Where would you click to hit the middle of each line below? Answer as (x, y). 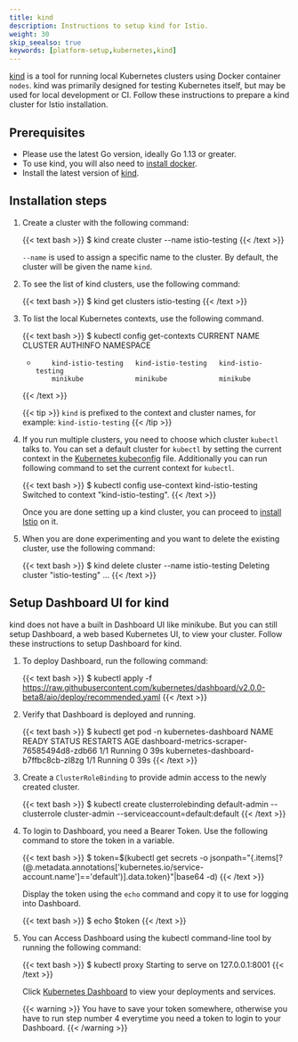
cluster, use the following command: (89, 548)
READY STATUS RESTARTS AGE (81, 740)
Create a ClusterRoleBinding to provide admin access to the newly (144, 777)
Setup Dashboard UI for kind (89, 603)
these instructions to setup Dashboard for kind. (96, 643)
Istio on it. (40, 521)
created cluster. (51, 787)
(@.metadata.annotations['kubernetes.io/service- (113, 867)
